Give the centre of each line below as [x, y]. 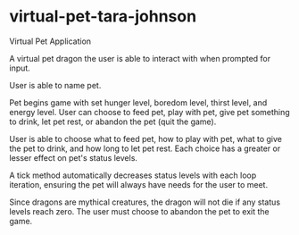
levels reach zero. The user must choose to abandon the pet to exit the [139, 211]
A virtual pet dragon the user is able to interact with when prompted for [140, 58]
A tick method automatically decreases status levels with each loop [133, 175]
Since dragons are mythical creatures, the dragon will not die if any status [145, 202]
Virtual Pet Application [50, 41]
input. [20, 68]
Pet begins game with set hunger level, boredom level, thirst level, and [138, 102]
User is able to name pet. [55, 85]
